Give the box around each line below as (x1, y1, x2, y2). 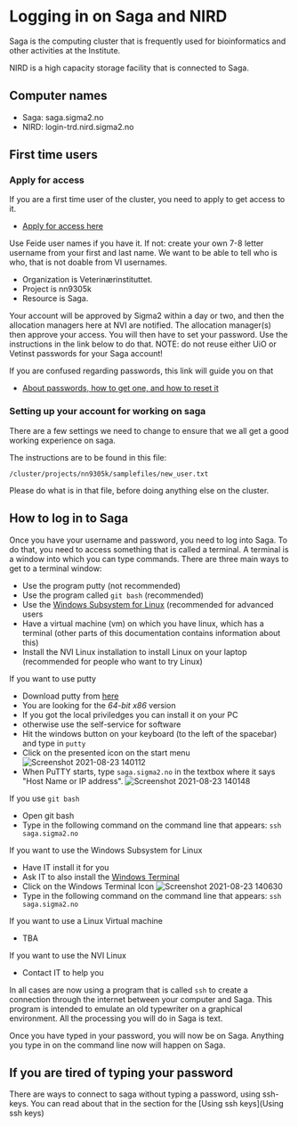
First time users (9, 147, 98, 162)
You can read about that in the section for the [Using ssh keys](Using (30, 1098, 285, 1109)
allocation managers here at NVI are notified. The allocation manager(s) (9, 320, 271, 331)
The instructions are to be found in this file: (9, 452, 167, 462)
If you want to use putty (9, 673, 96, 683)
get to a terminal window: (9, 563, 102, 574)
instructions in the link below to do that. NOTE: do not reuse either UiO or (9, 339, 278, 349)
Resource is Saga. (21, 293, 89, 304)
